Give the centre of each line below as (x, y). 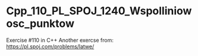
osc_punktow (40, 24)
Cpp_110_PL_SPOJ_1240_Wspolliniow (99, 11)
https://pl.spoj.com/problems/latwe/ (50, 46)
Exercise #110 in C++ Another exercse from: (60, 40)
